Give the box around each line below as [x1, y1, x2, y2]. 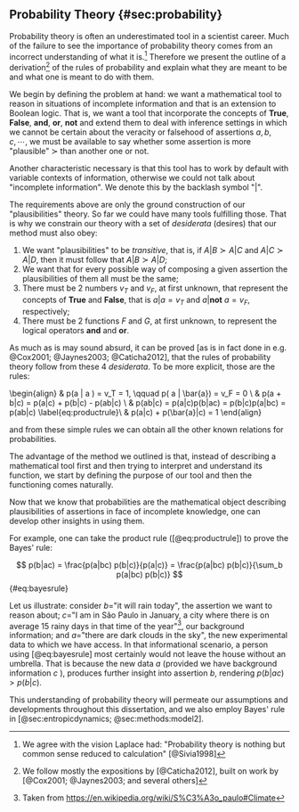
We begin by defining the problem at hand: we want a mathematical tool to [9, 89, 282, 100]
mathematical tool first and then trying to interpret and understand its [9, 460, 263, 471]
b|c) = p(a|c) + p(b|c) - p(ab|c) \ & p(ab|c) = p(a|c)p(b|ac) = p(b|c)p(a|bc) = [9, 397, 287, 408]
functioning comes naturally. [9, 479, 114, 489]
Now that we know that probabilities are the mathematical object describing [9, 496, 287, 507]
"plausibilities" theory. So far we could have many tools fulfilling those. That [9, 209, 287, 219]
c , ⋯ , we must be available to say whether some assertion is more [9, 136, 252, 147]
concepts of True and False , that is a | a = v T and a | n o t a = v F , [21, 294, 251, 307]
